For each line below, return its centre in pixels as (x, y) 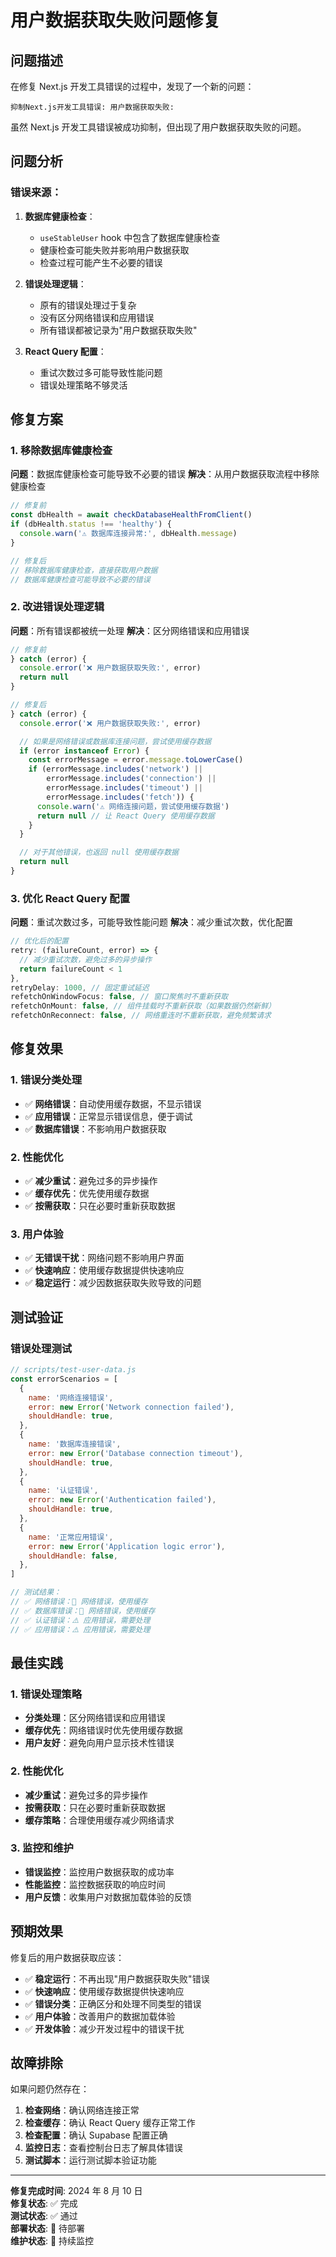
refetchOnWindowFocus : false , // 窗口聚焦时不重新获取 (119, 997)
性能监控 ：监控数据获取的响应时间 (95, 1884)
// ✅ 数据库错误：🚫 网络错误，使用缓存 (83, 1611)
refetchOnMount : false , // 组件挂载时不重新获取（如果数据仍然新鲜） (143, 1006)
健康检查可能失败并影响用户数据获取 (114, 250)
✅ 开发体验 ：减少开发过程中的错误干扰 (104, 2028)
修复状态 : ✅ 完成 (44, 2203)
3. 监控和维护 (42, 1848)
